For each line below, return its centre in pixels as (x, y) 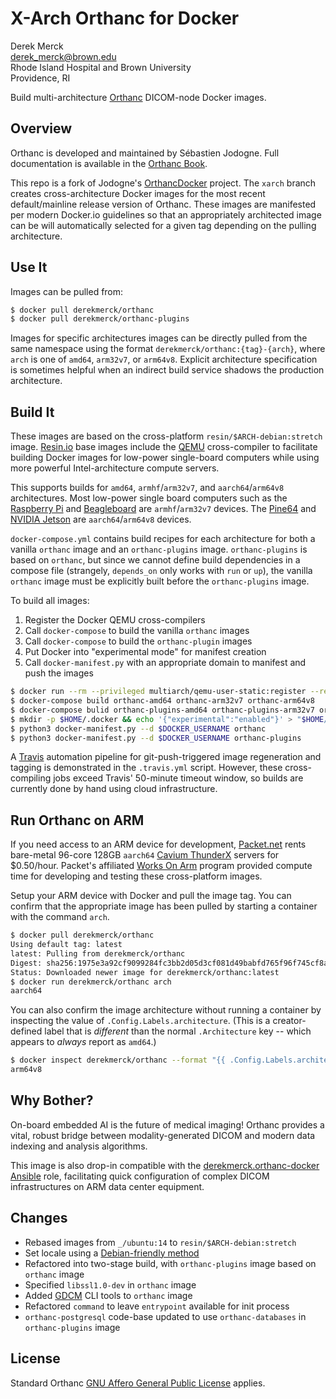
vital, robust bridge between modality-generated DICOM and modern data (163, 1135)
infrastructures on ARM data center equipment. (107, 1186)
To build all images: (50, 601)
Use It (29, 267)
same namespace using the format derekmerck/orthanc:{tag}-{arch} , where (168, 349)
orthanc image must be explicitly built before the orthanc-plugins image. (160, 581)
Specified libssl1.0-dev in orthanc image (110, 1284)
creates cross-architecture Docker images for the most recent (138, 193)
